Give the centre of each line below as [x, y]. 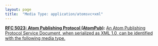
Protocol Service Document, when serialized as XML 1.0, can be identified [79, 33]
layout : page [18, 9]
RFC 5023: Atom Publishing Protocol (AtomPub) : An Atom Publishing [75, 28]
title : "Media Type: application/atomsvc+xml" [54, 14]
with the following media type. [35, 38]
